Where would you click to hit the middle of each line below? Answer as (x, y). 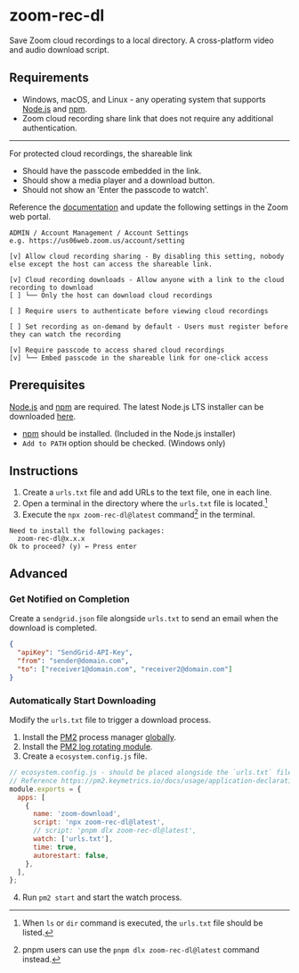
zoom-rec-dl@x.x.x (52, 538)
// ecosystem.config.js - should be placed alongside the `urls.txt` (141, 773)
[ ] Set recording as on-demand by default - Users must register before (149, 327)
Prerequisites (47, 385)
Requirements (49, 78)
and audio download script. (59, 49)
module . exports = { (45, 789)
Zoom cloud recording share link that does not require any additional (148, 118)
